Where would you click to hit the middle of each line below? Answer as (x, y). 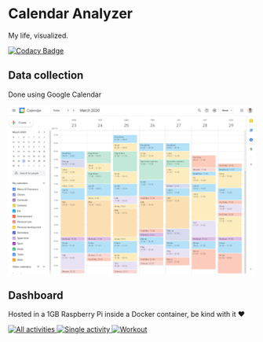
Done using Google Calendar (55, 94)
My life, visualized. (38, 35)
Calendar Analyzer (71, 14)
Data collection (46, 75)
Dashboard (36, 296)
